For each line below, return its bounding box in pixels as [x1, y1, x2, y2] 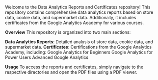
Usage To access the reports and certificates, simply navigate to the [5, 64, 144, 70]
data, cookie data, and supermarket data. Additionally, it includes [5, 15, 136, 20]
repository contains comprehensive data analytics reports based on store [5, 9, 154, 15]
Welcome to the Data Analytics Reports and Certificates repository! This [5, 4, 151, 10]
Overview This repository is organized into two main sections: [5, 29, 131, 35]
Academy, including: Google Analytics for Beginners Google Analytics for [5, 49, 153, 55]
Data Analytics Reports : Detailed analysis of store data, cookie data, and [5, 39, 153, 45]
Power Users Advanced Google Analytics [5, 54, 89, 60]
